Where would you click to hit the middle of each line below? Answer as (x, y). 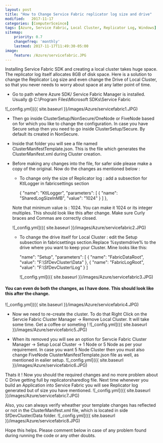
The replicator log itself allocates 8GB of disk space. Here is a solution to (79, 75)
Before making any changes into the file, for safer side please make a (82, 164)
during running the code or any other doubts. (51, 435)
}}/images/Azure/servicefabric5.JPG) (50, 330)
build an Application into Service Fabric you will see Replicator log (72, 385)
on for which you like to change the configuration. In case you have (80, 124)
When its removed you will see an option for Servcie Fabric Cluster (79, 339)
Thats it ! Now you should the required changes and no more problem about (81, 375)
